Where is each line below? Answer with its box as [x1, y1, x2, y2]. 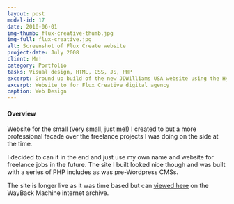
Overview [7, 109, 36, 118]
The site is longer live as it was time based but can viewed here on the [7, 182, 209, 190]
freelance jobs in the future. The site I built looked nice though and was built [7, 161, 226, 169]
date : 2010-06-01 [7, 23, 58, 30]
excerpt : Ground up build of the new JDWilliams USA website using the [7, 74, 219, 82]
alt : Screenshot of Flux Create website [7, 42, 127, 49]
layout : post [7, 10, 45, 17]
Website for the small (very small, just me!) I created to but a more [7, 125, 197, 133]
